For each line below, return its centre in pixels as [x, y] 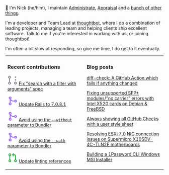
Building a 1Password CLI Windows [123, 154]
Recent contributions [34, 67]
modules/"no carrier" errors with [120, 99]
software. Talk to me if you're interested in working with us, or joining [77, 33]
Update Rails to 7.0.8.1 [42, 104]
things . [12, 13]
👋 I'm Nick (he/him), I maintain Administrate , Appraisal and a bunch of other [83, 8]
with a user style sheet [110, 124]
